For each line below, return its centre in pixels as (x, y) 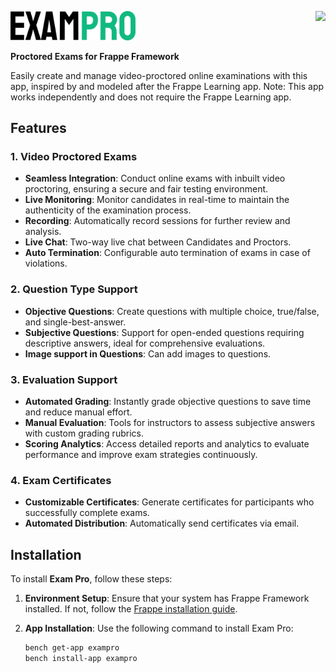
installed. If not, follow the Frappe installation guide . (131, 609)
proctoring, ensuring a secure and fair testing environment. (146, 189)
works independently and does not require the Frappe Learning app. (151, 97)
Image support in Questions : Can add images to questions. (148, 353)
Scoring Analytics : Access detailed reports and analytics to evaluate (167, 444)
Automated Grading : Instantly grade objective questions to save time (168, 402)
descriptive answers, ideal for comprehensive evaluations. (145, 343)
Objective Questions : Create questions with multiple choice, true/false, (172, 311)
